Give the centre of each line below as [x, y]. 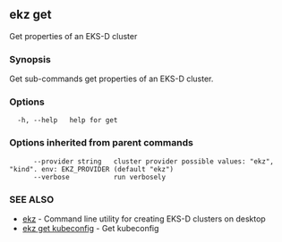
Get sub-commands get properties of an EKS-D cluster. [111, 79]
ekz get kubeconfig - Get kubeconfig [90, 228]
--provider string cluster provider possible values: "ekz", [154, 161]
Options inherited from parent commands [102, 143]
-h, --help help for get [68, 121]
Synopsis [30, 59]
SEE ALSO [32, 199]
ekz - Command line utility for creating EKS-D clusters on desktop [144, 219]
